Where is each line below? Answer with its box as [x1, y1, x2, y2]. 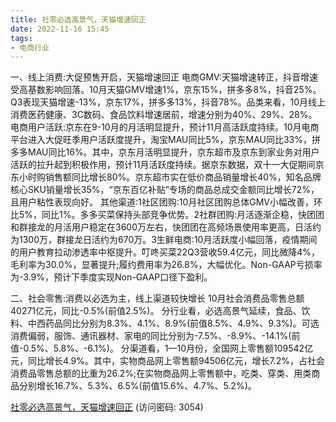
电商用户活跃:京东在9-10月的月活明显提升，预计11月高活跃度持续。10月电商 [10, 121, 320, 133]
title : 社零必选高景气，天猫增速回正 [10, 14, 147, 25]
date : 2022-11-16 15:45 [10, 24, 110, 34]
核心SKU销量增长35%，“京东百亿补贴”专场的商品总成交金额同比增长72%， [10, 184, 320, 196]
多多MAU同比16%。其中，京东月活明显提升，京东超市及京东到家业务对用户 [10, 146, 320, 158]
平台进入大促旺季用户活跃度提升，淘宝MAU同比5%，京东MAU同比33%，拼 [10, 134, 321, 146]
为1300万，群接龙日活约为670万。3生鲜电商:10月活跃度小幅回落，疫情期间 [10, 234, 318, 246]
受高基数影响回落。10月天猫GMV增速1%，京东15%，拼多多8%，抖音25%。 [10, 84, 322, 96]
